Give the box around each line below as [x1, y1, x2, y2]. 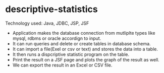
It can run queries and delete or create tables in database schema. [12, 40, 151, 46]
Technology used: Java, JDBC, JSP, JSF [5, 20, 89, 26]
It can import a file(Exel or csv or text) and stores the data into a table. [12, 46, 158, 52]
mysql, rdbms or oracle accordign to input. [12, 35, 101, 41]
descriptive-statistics [5, 4, 98, 15]
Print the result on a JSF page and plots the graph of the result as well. [12, 56, 160, 62]
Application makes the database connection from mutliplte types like [12, 30, 155, 36]
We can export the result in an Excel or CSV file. [12, 62, 113, 68]
